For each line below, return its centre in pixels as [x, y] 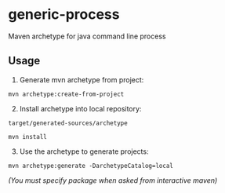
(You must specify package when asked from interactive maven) [113, 180]
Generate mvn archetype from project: [82, 79]
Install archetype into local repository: [80, 108]
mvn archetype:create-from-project [66, 94]
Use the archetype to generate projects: [84, 151]
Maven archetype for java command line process [87, 36]
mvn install [27, 137]
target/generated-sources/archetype [68, 123]
